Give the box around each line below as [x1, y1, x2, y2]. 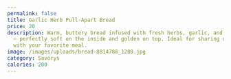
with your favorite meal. [13, 42, 88, 49]
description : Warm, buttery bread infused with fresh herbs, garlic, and [7, 29, 223, 36]
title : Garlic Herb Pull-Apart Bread [7, 16, 115, 23]
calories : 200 [7, 61, 48, 68]
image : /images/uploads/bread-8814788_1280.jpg [7, 49, 146, 56]
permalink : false [7, 10, 57, 17]
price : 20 [7, 23, 36, 30]
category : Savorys [7, 55, 60, 62]
